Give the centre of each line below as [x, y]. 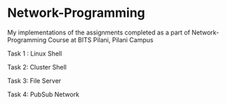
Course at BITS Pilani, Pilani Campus [101, 39]
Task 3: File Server [34, 80]
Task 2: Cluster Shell [37, 67]
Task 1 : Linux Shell [35, 53]
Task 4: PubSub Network [43, 94]
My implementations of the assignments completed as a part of [99, 32]
